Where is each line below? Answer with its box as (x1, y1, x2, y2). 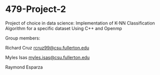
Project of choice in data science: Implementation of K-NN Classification (5, 20, 155, 26)
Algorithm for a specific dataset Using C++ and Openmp (5, 25, 122, 31)
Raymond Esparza (5, 64, 43, 70)
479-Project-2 (5, 3, 66, 15)
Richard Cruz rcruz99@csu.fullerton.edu (5, 44, 90, 50)
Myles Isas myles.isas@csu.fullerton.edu (5, 54, 90, 60)
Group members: (5, 35, 40, 41)
